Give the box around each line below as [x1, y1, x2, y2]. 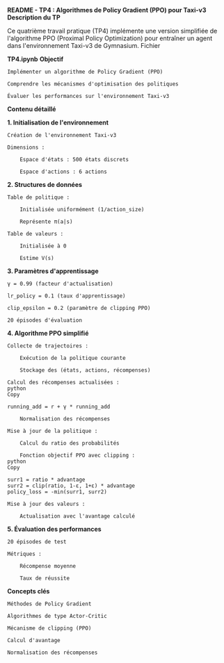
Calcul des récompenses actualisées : [7, 379, 120, 386]
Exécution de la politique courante [19, 354, 127, 361]
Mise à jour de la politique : [7, 427, 98, 434]
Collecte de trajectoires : [7, 343, 89, 350]
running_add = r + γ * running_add [7, 403, 111, 410]
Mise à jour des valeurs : [7, 500, 86, 507]
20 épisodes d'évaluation [7, 317, 82, 324]
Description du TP [7, 13, 61, 22]
